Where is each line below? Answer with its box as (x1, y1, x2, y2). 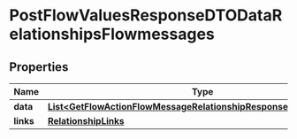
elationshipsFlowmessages (9, 24, 215, 44)
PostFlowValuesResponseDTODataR (9, 5, 283, 26)
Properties (9, 59, 69, 74)
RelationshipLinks (47, 115, 125, 127)
